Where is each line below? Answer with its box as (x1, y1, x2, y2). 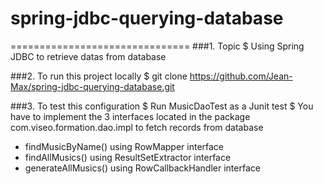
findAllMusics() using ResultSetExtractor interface (24, 151, 232, 163)
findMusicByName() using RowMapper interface (24, 140, 225, 152)
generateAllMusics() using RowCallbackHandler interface (24, 162, 261, 174)
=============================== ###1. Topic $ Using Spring (10, 40, 305, 52)
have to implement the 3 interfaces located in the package (10, 110, 251, 122)
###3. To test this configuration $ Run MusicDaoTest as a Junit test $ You (10, 100, 314, 112)
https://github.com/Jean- (189, 70, 293, 82)
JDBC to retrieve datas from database (10, 50, 167, 62)
